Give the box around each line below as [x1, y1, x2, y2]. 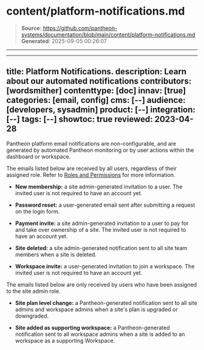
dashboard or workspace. [6, 152, 71, 160]
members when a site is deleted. [15, 251, 97, 258]
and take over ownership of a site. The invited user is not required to [15, 226, 186, 233]
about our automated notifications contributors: [6, 76, 192, 87]
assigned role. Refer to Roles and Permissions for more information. [6, 171, 175, 178]
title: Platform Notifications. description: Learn [6, 66, 187, 77]
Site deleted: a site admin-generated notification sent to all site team [15, 244, 188, 251]
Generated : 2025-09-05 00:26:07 [21, 37, 107, 45]
